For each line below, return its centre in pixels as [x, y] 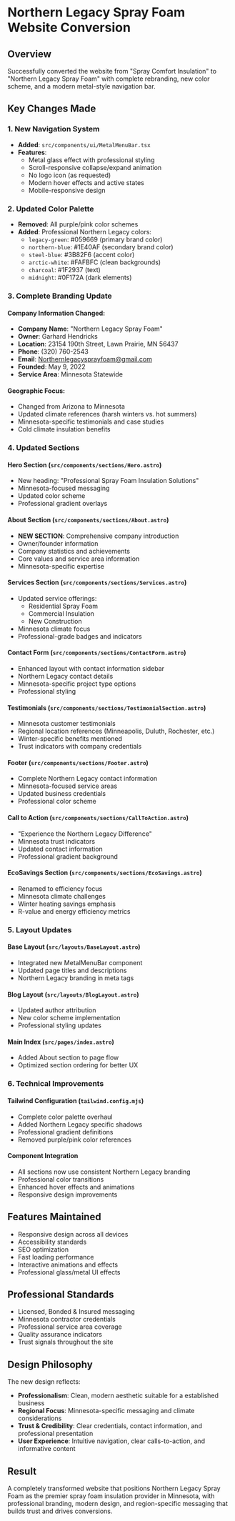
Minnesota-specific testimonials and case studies [91, 422]
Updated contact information [60, 849]
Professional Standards [61, 1294]
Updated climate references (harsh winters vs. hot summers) [107, 414]
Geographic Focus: [36, 391]
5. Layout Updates [40, 929]
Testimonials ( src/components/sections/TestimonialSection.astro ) [107, 707]
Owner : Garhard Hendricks [57, 336]
